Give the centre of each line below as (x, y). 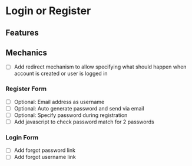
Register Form (26, 89)
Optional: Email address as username (59, 102)
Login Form (22, 137)
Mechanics (27, 52)
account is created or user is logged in (61, 74)
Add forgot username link (45, 157)
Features (22, 33)
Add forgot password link (45, 150)
